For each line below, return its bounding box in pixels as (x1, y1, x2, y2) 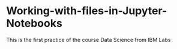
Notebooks (6, 17, 63, 30)
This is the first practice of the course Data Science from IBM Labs (6, 36, 171, 43)
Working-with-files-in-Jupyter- (6, 4, 167, 18)
